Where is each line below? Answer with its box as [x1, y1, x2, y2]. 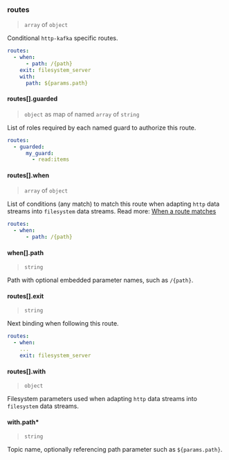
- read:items [32, 156, 70, 163]
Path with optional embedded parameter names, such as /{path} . [7, 276, 194, 285]
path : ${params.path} [25, 80, 89, 87]
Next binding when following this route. [7, 319, 119, 328]
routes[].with [7, 367, 46, 375]
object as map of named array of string [24, 109, 140, 118]
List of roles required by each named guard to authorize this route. [7, 123, 196, 132]
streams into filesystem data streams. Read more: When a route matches [7, 207, 217, 215]
